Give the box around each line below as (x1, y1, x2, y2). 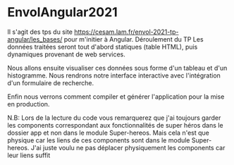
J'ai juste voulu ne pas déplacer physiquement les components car (30, 143, 226, 152)
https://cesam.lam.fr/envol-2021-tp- (73, 28, 179, 36)
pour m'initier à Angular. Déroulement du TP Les (63, 35, 204, 43)
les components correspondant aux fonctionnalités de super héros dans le (7, 121, 223, 129)
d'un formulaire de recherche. (7, 78, 94, 87)
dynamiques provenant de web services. (7, 50, 125, 59)
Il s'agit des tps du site (7, 28, 73, 36)
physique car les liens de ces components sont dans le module (7, 135, 190, 145)
